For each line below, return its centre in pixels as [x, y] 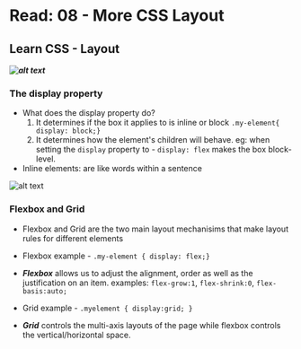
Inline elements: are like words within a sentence [112, 169]
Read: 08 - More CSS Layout [117, 16]
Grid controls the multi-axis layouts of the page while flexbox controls [151, 325]
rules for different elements [73, 238]
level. [46, 159]
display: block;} [68, 131]
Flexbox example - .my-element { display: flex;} [116, 256]
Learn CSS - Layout [64, 49]
